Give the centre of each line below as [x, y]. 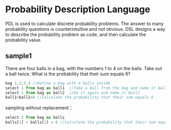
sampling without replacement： [39, 108]
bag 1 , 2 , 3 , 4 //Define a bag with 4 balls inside [58, 83]
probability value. [23, 40]
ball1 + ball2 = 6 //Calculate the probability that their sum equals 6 [79, 97]
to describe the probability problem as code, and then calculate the [76, 34]
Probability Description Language [78, 9]
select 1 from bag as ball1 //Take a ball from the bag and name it [81, 88]
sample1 [19, 56]
